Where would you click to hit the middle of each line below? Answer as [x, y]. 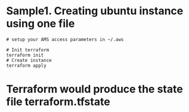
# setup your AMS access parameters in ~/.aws [65, 39]
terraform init [25, 55]
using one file [41, 24]
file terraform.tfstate [58, 102]
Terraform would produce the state [94, 89]
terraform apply [26, 66]
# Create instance [29, 60]
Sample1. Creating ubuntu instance [95, 11]
